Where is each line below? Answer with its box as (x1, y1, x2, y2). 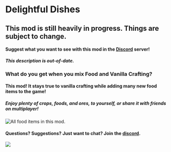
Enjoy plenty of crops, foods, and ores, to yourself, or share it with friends (5, 100, 166, 106)
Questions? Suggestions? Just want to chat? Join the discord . (5, 130, 141, 136)
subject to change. (5, 32, 67, 40)
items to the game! (5, 89, 46, 95)
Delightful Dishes (5, 4, 81, 15)
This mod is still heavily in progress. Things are (5, 24, 159, 33)
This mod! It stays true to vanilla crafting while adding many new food (5, 83, 157, 89)
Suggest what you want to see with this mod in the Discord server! (5, 46, 150, 52)
